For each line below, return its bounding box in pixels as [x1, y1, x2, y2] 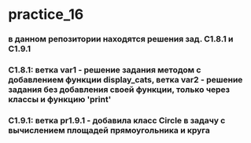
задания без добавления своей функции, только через [8, 84, 231, 95]
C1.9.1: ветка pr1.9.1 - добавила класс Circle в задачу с [8, 115, 226, 126]
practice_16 [8, 5, 84, 24]
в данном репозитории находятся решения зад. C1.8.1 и [8, 34, 234, 45]
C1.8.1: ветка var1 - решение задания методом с [8, 64, 201, 75]
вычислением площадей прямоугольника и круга [8, 124, 211, 135]
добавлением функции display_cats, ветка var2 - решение [8, 75, 243, 86]
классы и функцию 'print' [8, 94, 112, 105]
